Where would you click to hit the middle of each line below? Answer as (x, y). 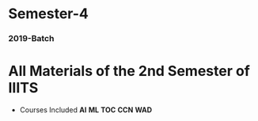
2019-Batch (31, 39)
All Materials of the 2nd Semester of (129, 71)
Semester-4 (48, 14)
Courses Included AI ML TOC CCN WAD (86, 110)
